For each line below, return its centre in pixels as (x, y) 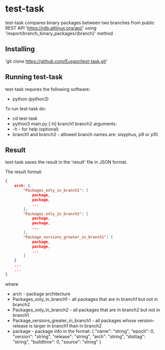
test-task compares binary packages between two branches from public (80, 23)
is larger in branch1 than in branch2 (65, 326)
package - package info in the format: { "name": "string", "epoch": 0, (83, 331)
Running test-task (34, 77)
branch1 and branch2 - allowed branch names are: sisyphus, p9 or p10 (85, 134)
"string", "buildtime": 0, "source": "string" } (57, 341)
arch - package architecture (41, 294)
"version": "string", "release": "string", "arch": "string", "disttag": (79, 336)
